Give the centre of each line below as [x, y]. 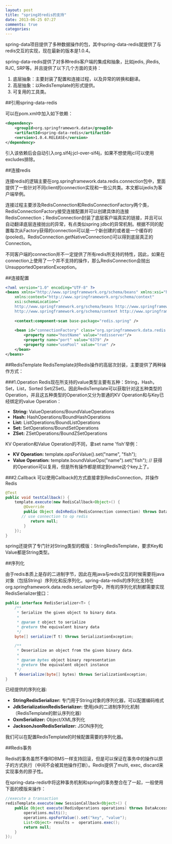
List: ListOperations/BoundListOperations [57, 422]
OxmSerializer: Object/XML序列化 [49, 720]
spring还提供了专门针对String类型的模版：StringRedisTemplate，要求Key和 [84, 546]
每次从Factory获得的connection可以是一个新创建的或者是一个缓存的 [81, 230]
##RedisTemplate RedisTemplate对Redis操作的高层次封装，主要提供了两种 [84, 365]
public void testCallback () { [38, 497]
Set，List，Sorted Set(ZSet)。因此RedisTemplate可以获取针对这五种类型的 [84, 388]
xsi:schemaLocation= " [37, 302]
